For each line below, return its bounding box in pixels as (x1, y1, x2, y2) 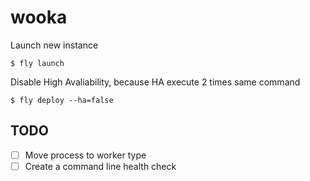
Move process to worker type (24, 149, 147, 161)
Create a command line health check (24, 160, 177, 172)
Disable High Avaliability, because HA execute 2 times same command (10, 76, 301, 88)
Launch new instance (10, 39, 99, 51)
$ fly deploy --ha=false (10, 95, 114, 105)
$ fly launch (10, 58, 65, 68)
